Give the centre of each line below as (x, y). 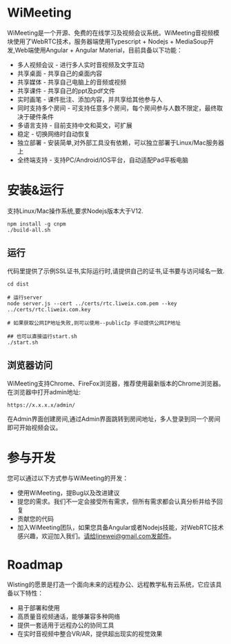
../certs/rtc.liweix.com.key (49, 309)
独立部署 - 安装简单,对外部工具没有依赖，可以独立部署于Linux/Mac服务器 (121, 142)
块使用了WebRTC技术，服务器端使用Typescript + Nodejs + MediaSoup (108, 41)
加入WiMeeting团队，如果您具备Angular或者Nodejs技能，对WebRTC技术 (120, 528)
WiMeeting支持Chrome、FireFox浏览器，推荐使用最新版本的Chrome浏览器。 (116, 383)
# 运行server (25, 297)
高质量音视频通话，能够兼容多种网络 (69, 616)
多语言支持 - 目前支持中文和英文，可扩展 (75, 125)
